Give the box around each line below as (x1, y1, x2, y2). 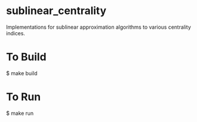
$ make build (6, 69, 38, 77)
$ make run (6, 110, 34, 117)
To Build (6, 50, 47, 64)
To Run (6, 90, 41, 104)
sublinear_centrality (6, 4, 107, 18)
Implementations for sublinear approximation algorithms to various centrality (6, 23, 191, 30)
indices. (6, 29, 25, 36)
